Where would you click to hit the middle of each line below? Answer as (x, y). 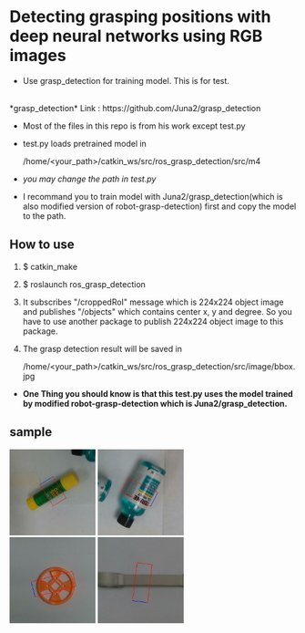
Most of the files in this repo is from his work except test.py (134, 126)
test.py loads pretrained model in (85, 143)
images (38, 56)
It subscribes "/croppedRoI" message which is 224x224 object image (153, 302)
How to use (42, 245)
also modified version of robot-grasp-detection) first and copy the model (159, 206)
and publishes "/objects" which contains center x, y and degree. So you (158, 311)
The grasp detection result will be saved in (102, 348)
